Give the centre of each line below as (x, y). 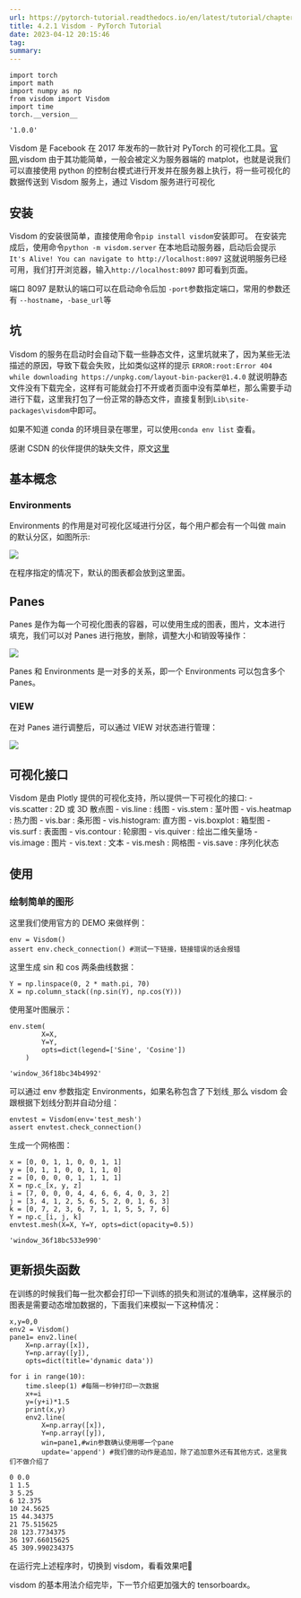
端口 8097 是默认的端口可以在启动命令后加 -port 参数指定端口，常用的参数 (146, 289)
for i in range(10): (48, 1377)
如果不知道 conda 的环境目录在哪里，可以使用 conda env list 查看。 (135, 429)
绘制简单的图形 (42, 902)
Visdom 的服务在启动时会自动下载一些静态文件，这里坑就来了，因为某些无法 (150, 354)
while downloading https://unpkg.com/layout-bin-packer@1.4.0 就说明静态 (149, 376)
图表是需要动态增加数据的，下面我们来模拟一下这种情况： (115, 1304)
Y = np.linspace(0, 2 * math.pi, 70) (80, 984)
